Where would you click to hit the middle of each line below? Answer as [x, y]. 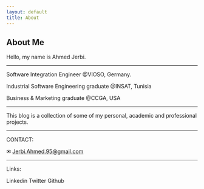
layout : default [27, 12]
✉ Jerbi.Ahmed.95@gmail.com [45, 152]
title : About [23, 18]
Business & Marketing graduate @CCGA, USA [63, 98]
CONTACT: [20, 140]
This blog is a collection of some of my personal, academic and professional [102, 116]
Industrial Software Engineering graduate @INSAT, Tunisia [79, 87]
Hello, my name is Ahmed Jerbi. [46, 57]
